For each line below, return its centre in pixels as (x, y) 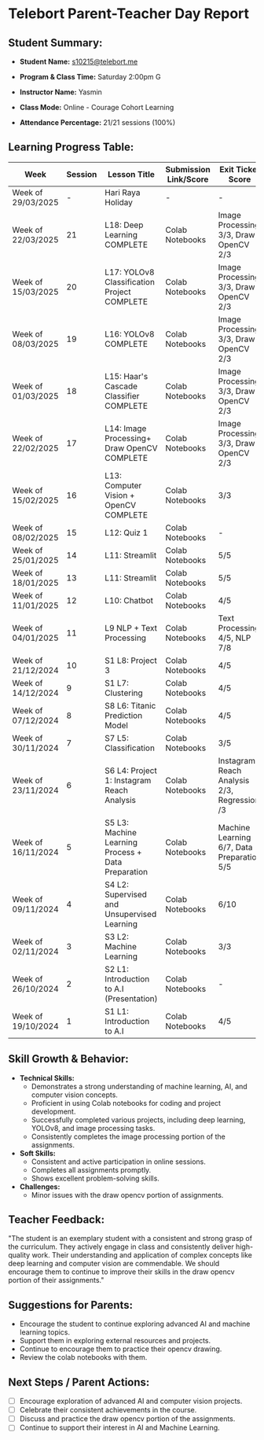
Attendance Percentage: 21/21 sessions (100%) (97, 122)
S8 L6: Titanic (130, 705)
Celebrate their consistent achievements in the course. (108, 1410)
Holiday (119, 202)
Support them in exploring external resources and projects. (115, 1341)
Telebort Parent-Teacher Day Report (129, 14)
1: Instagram (128, 780)
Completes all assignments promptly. (91, 1169)
